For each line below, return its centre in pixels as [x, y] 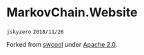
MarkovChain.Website [72, 13]
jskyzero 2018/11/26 [35, 32]
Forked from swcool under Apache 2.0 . [62, 44]
